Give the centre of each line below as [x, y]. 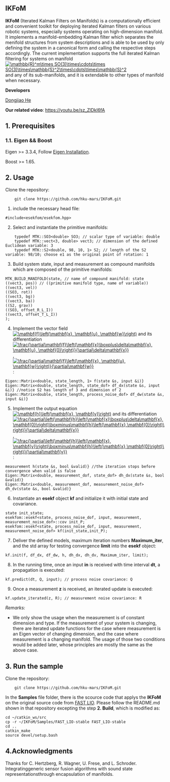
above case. [25, 650]
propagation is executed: [39, 570]
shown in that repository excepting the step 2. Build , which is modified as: [83, 708]
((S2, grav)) [19, 306]
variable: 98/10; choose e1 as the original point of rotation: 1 [77, 255]
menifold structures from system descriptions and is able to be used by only [85, 42]
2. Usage [20, 177]
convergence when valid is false [41, 471]
